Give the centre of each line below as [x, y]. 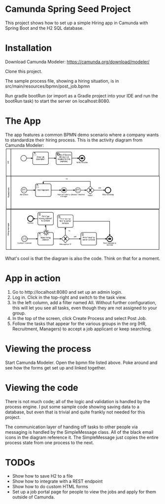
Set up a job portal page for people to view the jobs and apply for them [84, 492]
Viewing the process [48, 348]
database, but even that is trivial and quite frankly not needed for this [75, 412]
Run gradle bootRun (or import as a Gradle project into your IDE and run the [82, 95]
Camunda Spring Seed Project [68, 9]
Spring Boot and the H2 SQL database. [44, 28]
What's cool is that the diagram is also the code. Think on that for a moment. [83, 258]
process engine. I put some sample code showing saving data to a [72, 407]
